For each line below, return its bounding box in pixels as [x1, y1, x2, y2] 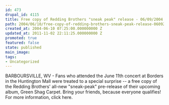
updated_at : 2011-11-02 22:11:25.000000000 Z [5, 31, 102, 36]
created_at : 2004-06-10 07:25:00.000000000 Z [5, 26, 102, 31]
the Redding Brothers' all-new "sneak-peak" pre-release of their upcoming [5, 84, 160, 90]
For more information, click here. [5, 94, 73, 100]
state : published [5, 45, 42, 50]
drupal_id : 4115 [5, 12, 39, 17]
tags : [5, 54, 17, 60]
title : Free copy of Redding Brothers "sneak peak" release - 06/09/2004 [5, 17, 163, 22]
